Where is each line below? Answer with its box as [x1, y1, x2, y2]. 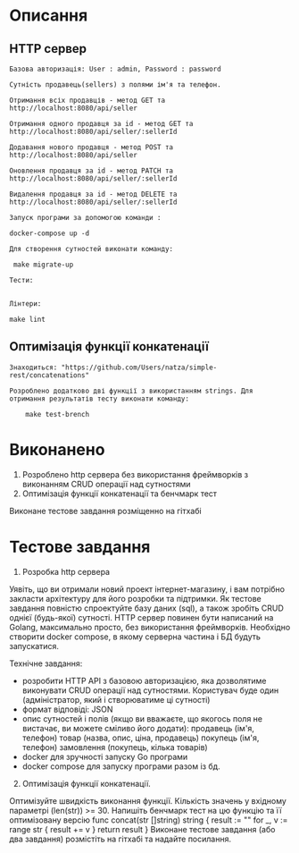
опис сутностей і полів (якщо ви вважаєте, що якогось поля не [21, 713, 263, 724]
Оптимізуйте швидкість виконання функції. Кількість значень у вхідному [9, 795, 287, 806]
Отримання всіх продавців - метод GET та [9, 96, 166, 105]
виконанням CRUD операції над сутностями [21, 478, 191, 489]
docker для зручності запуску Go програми [21, 751, 188, 762]
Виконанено [9, 440, 105, 460]
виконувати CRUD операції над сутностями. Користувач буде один [21, 685, 279, 696]
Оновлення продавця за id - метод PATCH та [9, 166, 174, 175]
